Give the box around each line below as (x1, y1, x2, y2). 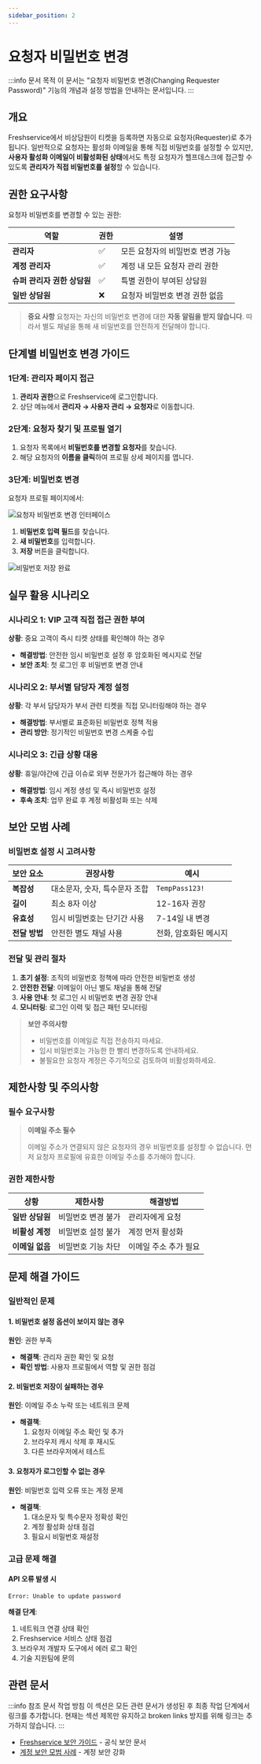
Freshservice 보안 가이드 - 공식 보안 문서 (19, 1737, 147, 1747)
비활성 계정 (12, 1226, 51, 1237)
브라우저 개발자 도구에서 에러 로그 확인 (19, 1643, 138, 1653)
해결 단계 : (8, 1607, 38, 1616)
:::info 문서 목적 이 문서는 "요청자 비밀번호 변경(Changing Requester (8, 76, 220, 85)
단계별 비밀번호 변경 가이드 (8, 347, 130, 361)
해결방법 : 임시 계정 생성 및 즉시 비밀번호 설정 (19, 785, 156, 795)
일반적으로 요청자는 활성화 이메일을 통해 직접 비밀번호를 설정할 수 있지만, (31, 142, 254, 152)
